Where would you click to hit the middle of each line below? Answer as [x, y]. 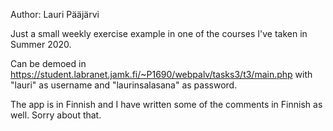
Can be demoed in [48, 63]
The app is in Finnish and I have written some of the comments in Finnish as [166, 104]
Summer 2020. [41, 44]
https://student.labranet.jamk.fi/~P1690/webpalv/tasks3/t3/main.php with [161, 74]
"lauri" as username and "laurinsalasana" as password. [124, 85]
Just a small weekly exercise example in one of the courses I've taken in [159, 33]
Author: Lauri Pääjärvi [55, 14]
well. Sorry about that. [56, 115]
